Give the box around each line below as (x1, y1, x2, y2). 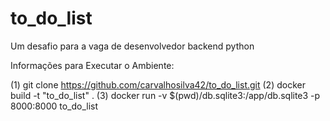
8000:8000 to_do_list (10, 100, 99, 112)
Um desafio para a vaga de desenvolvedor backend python (10, 40, 255, 52)
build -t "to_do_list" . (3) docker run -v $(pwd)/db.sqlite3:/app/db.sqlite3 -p (10, 89, 321, 101)
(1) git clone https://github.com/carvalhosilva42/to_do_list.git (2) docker (10, 78, 306, 91)
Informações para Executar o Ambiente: (10, 59, 175, 71)
